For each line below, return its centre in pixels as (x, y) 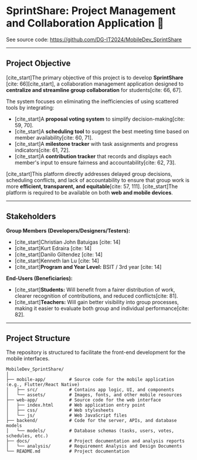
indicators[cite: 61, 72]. (42, 150)
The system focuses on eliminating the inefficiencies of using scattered (92, 101)
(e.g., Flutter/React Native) (43, 385)
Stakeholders (31, 217)
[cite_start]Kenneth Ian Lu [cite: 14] (57, 260)
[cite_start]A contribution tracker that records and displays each (93, 156)
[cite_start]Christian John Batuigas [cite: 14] (67, 242)
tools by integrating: (30, 107)
